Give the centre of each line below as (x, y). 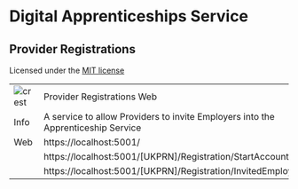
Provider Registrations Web (100, 97)
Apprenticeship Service (92, 128)
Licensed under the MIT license (67, 70)
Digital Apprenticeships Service (129, 16)
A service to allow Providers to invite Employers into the (159, 117)
